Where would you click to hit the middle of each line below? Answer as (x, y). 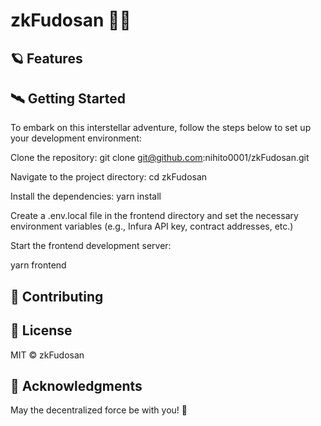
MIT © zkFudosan (47, 355)
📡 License (41, 330)
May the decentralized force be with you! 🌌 (99, 410)
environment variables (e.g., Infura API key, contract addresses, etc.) (152, 226)
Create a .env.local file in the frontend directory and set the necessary (154, 216)
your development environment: (76, 138)
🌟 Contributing (57, 296)
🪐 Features (46, 58)
